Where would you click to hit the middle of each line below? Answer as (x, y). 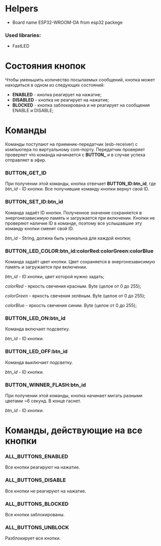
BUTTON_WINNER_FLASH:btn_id (46, 385)
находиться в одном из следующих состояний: (55, 85)
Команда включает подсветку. (38, 329)
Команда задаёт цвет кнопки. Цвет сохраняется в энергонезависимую (80, 262)
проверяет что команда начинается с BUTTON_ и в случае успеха (75, 155)
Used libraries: (23, 35)
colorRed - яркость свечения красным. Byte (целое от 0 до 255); (73, 286)
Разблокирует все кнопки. (33, 538)
